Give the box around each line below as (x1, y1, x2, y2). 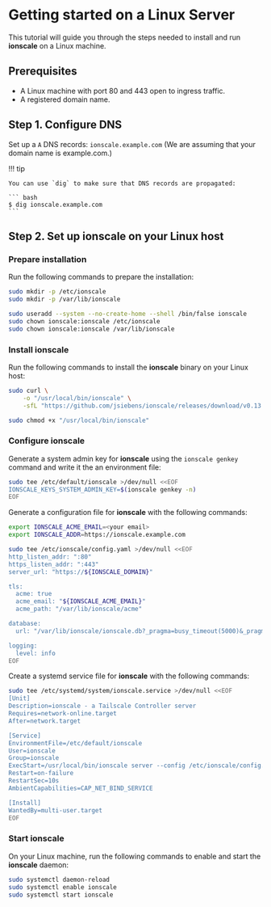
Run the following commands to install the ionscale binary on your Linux (8, 362, 248, 372)
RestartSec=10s (8, 777, 60, 785)
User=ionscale (8, 746, 56, 755)
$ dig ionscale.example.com (8, 200, 103, 209)
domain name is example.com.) (8, 148, 113, 158)
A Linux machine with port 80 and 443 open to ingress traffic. (19, 86, 226, 95)
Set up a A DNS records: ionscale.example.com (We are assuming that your (8, 139, 256, 149)
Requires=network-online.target (8, 710, 117, 718)
